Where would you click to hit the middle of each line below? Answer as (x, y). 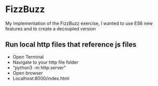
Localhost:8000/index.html (41, 78)
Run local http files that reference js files (71, 45)
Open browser (28, 73)
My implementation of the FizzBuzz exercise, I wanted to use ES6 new (79, 23)
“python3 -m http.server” (39, 67)
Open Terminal (28, 57)
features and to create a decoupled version (50, 28)
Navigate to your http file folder (46, 62)
